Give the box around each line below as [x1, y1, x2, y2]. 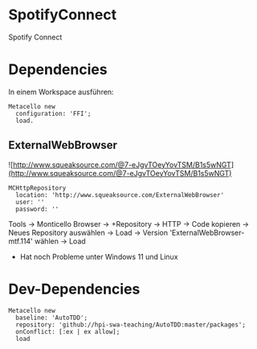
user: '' [15, 198, 45, 206]
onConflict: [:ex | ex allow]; [15, 327, 120, 335]
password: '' [15, 205, 59, 213]
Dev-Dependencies [8, 280, 141, 298]
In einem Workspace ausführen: [8, 87, 114, 96]
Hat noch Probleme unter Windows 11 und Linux [19, 252, 178, 261]
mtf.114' [8, 236, 34, 246]
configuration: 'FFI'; [15, 109, 92, 117]
